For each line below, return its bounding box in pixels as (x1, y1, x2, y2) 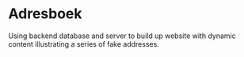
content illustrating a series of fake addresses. (8, 39, 160, 48)
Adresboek (8, 5, 82, 23)
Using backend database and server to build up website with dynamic (8, 31, 236, 40)
